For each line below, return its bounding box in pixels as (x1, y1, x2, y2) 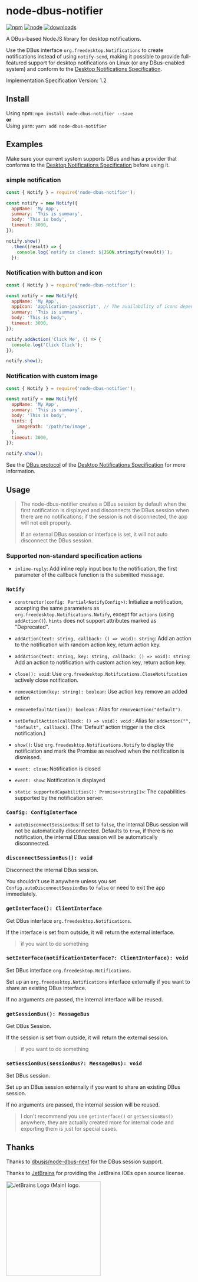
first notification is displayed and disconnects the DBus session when (20, 507, 190, 514)
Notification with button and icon (6, 269, 103, 277)
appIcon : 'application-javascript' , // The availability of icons (11, 304, 178, 310)
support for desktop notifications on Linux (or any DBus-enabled (28, 59, 185, 66)
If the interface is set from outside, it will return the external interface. (6, 929, 175, 936)
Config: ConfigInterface (6, 809, 78, 816)
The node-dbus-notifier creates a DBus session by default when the (20, 500, 187, 507)
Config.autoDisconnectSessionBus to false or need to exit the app (6, 884, 166, 891)
